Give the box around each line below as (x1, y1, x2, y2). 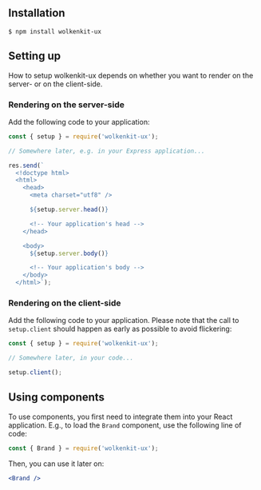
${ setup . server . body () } (29, 249, 109, 257)
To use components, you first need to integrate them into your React (8, 412, 233, 421)
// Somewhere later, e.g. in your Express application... (8, 147, 205, 155)
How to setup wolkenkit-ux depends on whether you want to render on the (8, 70, 254, 80)
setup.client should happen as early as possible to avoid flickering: (8, 324, 232, 334)
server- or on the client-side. (8, 79, 103, 89)
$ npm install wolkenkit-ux (8, 27, 102, 35)
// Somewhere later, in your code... (8, 354, 134, 362)
